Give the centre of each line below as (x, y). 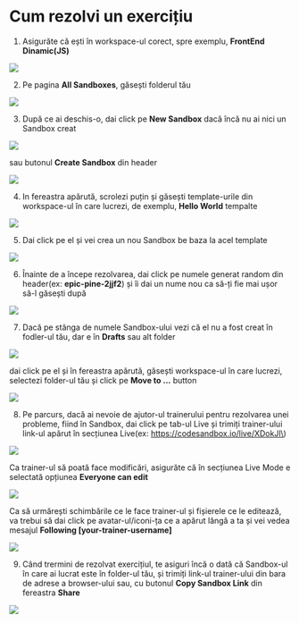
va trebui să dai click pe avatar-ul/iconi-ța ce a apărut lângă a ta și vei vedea (149, 520)
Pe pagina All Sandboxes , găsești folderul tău (106, 84)
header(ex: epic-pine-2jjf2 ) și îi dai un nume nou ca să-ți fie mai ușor (150, 283)
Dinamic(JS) (46, 50)
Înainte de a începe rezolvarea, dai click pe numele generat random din (153, 274)
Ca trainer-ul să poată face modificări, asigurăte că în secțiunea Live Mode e (150, 467)
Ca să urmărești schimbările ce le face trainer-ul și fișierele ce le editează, (145, 510)
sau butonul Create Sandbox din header (83, 162)
